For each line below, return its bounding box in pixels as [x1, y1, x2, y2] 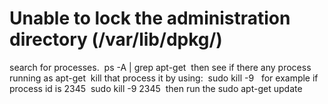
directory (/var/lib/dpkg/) [9, 28, 223, 51]
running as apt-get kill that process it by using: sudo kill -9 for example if [9, 72, 319, 84]
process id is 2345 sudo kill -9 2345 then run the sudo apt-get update [9, 82, 303, 94]
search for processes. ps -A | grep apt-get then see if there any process [9, 61, 312, 73]
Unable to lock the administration [9, 7, 291, 30]
